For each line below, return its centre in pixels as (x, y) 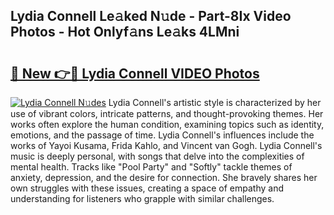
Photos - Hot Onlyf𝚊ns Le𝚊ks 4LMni (125, 32)
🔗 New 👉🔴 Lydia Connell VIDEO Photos (135, 73)
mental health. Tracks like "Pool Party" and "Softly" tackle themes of (151, 167)
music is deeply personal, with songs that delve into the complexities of (157, 156)
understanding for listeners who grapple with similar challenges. (142, 198)
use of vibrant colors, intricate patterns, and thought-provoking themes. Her (167, 113)
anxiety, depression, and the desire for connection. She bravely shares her (164, 177)
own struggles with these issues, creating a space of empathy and (147, 188)
